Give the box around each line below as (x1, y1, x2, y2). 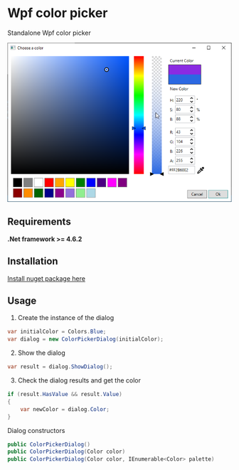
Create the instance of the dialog (17, 314, 115, 322)
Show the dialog (17, 348, 65, 357)
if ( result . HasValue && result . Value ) (7, 391, 122, 398)
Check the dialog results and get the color (17, 376, 141, 385)
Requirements (7, 215, 71, 228)
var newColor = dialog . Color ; (20, 405, 110, 413)
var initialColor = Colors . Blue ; (7, 329, 107, 336)
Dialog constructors (7, 426, 65, 434)
